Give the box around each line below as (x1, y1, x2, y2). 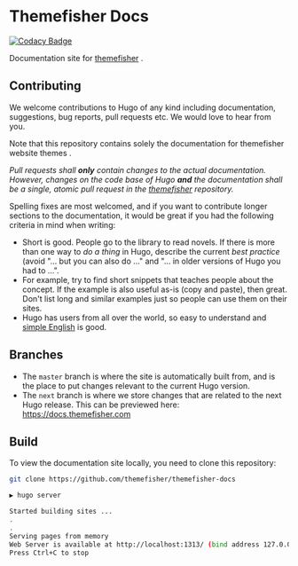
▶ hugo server (9, 491, 62, 500)
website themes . (9, 147, 73, 158)
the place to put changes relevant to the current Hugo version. (21, 380, 250, 391)
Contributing (9, 78, 82, 94)
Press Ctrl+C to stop (9, 548, 90, 557)
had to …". (21, 264, 59, 276)
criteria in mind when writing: (9, 219, 116, 230)
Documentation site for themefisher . (9, 52, 144, 63)
